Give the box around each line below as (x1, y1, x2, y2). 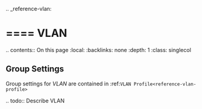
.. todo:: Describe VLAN (5, 97, 65, 104)
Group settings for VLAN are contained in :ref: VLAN (5, 80, 132, 87)
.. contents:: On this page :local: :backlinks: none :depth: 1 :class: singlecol (5, 46, 192, 53)
